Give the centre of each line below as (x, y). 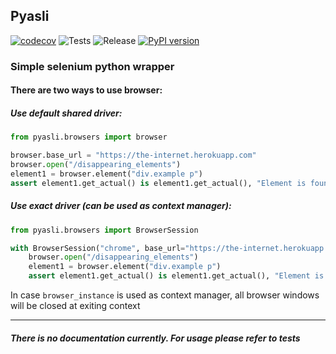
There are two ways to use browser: (86, 90)
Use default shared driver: (66, 113)
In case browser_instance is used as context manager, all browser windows (165, 295)
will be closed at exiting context (75, 306)
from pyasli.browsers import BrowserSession (104, 230)
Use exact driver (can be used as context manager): (121, 206)
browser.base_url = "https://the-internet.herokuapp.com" (133, 155)
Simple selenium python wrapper (92, 66)
